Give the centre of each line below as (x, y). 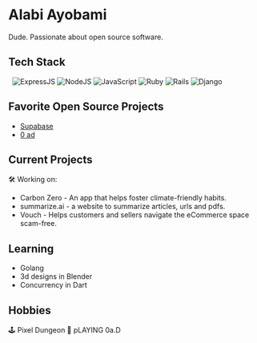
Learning (31, 249)
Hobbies (30, 310)
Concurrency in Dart (54, 285)
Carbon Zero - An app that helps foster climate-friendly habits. (123, 198)
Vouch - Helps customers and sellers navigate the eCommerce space (135, 215)
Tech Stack (37, 62)
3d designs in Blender (56, 276)
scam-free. (38, 224)
